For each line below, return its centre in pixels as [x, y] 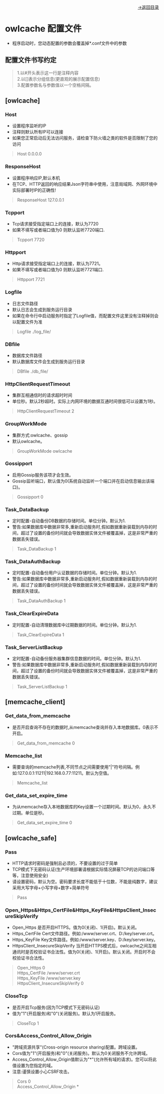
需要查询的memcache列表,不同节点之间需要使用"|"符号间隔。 [74, 767]
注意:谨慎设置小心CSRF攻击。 [42, 1072]
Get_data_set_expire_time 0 [44, 823]
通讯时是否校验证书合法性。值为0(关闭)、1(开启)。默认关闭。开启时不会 [84, 952]
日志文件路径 [25, 303]
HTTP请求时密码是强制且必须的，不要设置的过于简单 [65, 863]
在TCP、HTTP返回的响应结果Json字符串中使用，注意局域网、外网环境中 [85, 184]
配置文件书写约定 [31, 60]
